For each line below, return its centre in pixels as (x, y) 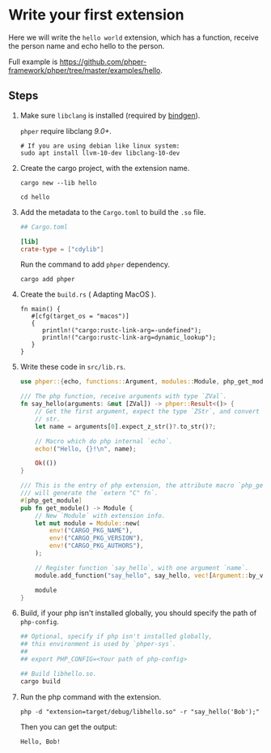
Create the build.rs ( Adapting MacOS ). (88, 294)
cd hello (35, 197)
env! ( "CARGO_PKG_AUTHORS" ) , (97, 546)
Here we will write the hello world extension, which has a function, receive (133, 37)
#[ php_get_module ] (51, 500)
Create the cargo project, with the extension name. (105, 168)
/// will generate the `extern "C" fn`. (89, 493)
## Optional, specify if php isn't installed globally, (116, 637)
